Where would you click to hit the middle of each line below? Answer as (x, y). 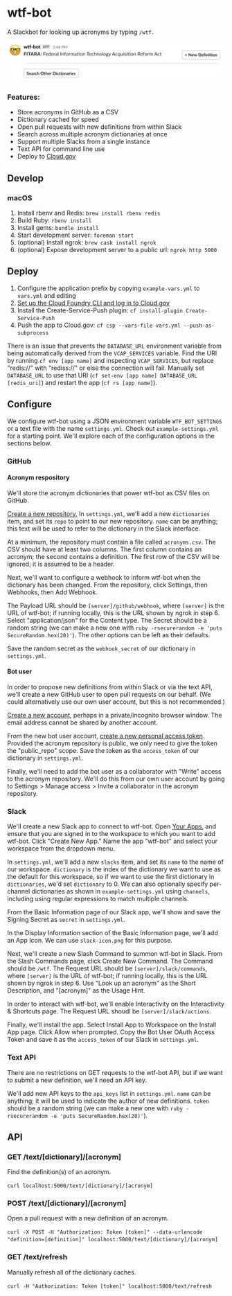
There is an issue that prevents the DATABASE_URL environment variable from (114, 346)
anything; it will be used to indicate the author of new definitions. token (108, 1101)
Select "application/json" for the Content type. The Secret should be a (107, 620)
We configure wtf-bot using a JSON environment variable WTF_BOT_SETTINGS (115, 421)
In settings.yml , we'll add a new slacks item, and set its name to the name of (115, 862)
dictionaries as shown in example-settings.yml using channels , (121, 891)
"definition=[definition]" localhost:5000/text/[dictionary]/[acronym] (113, 1240)
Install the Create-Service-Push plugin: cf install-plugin (100, 310)
